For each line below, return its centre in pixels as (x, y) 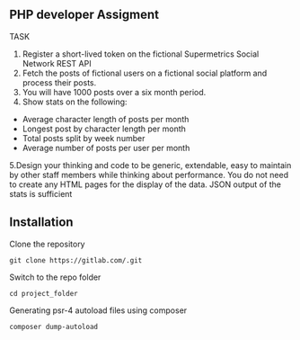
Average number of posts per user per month (106, 148)
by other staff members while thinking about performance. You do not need (149, 174)
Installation (41, 223)
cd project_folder (44, 293)
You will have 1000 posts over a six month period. (114, 92)
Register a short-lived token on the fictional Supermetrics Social (141, 54)
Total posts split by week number (84, 138)
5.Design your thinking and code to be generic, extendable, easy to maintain (150, 165)
